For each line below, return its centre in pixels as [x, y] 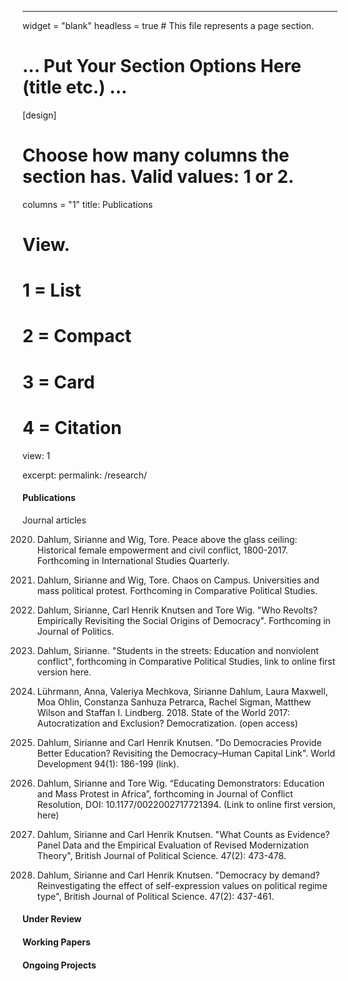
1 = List [52, 290]
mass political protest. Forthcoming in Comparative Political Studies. [177, 590]
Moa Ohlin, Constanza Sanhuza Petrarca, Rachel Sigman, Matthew [174, 702]
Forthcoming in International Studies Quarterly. [133, 560]
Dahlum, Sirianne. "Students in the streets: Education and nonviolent [177, 650]
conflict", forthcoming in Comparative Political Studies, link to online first [186, 661]
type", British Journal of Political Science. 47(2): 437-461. [155, 896]
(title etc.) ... [75, 87]
